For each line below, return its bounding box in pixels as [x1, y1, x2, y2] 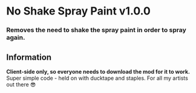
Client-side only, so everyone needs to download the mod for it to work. [6, 68, 191, 75]
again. [6, 33, 25, 42]
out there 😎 [6, 80, 36, 88]
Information [6, 52, 52, 62]
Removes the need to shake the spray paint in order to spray [6, 26, 186, 34]
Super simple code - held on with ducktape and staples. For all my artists [6, 74, 189, 82]
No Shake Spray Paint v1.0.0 [6, 4, 151, 18]
